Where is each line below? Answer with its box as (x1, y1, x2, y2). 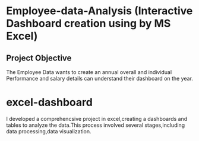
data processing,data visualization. (6, 127, 91, 134)
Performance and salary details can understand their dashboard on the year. (6, 75, 193, 82)
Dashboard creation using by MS (6, 17, 171, 30)
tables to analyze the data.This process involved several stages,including (6, 121, 185, 129)
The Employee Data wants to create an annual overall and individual (6, 69, 172, 75)
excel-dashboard (6, 96, 93, 109)
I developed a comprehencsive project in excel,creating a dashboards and (6, 115, 188, 122)
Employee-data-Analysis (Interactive (6, 4, 193, 18)
